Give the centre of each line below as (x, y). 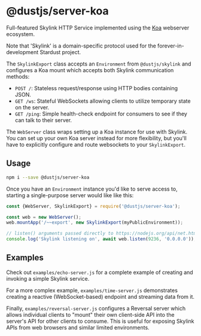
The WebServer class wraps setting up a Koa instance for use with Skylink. (97, 132)
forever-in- (171, 46)
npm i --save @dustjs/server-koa (48, 177)
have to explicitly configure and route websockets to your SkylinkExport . (96, 144)
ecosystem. (21, 34)
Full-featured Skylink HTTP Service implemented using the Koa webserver (98, 28)
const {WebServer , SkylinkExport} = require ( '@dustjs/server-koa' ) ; (93, 206)
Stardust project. (60, 52)
